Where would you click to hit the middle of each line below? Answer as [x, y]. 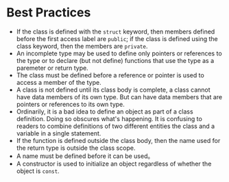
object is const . [38, 171]
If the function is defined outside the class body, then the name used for [118, 140]
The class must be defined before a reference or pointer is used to [110, 75]
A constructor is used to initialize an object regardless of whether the [114, 164]
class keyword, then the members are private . [82, 46]
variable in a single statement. [59, 133]
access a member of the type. [59, 82]
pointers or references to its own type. [70, 104]
